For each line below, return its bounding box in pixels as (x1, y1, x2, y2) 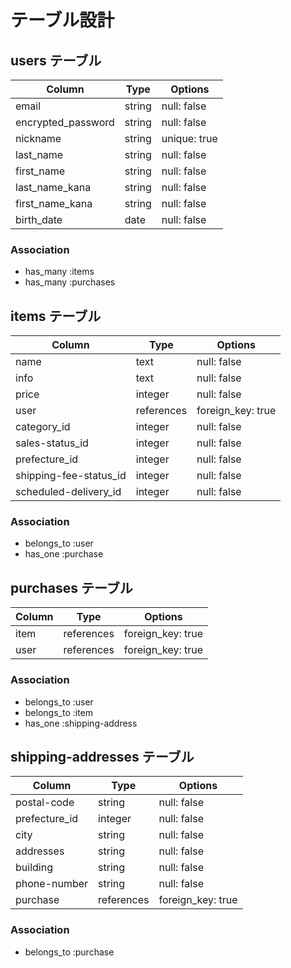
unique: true (161, 132, 218, 145)
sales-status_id (15, 436, 89, 450)
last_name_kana (15, 181, 92, 194)
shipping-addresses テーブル (10, 748, 195, 765)
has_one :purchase (24, 548, 104, 560)
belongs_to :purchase (24, 946, 115, 958)
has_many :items (24, 266, 95, 278)
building (15, 861, 53, 875)
